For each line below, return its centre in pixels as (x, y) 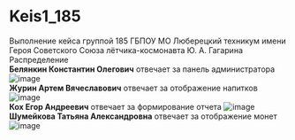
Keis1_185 (45, 16)
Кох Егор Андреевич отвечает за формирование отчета (116, 106)
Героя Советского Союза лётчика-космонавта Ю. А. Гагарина (126, 50)
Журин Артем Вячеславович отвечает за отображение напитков (133, 88)
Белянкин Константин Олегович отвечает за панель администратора (142, 69)
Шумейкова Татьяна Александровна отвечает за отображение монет (143, 116)
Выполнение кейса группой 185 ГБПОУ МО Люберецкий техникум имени (147, 41)
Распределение (39, 59)
